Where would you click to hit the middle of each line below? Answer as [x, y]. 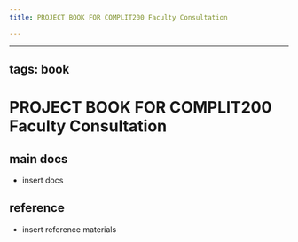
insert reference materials [69, 229]
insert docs [43, 180]
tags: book [39, 70]
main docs [39, 159]
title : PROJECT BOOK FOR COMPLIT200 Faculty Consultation [118, 17]
